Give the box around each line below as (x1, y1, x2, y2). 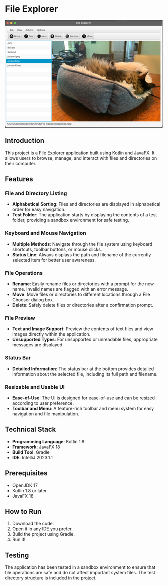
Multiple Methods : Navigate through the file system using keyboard (12, 241, 153, 247)
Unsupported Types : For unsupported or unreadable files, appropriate (12, 336, 158, 343)
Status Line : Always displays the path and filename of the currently (12, 251, 151, 258)
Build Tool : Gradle (12, 449, 50, 455)
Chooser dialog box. (12, 297, 54, 303)
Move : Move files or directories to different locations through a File (12, 291, 150, 298)
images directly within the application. (12, 331, 91, 337)
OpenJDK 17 (12, 482, 38, 488)
